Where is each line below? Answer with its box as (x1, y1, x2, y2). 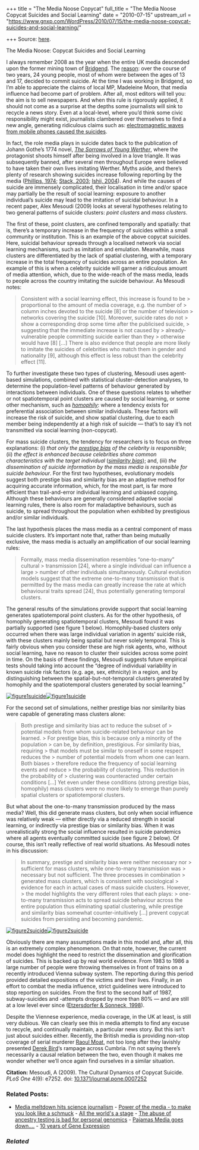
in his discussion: (6, 847, 49, 854)
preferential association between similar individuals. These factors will (6, 408, 178, 415)
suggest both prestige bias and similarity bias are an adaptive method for (6, 476, 185, 483)
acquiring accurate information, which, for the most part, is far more (6, 483, 173, 489)
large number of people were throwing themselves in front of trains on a (6, 964, 182, 971)
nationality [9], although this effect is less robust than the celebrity (20, 352, 184, 359)
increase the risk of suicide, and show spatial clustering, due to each (6, 414, 175, 421)
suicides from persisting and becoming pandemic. (20, 915, 144, 922)
